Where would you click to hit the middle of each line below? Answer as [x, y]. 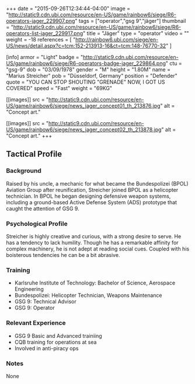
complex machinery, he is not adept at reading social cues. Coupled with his [98, 249]
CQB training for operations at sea [55, 342]
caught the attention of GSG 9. [43, 208]
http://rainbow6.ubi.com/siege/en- [117, 40]
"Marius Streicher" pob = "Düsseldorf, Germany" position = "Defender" [92, 76]
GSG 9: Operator [34, 308]
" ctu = [174, 63]
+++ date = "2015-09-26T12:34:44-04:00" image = [68, 8]
